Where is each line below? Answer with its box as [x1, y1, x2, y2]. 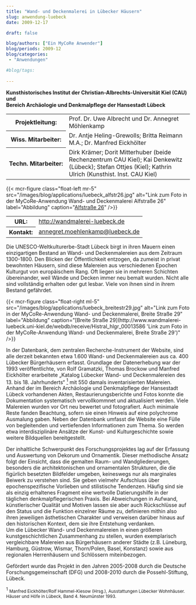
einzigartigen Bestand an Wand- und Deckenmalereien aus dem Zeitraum [6, 249, 183, 256]
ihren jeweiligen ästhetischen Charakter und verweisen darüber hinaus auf [6, 514, 185, 521]
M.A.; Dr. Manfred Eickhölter [69, 139, 146, 147]
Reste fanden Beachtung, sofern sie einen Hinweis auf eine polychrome [6, 410, 178, 417]
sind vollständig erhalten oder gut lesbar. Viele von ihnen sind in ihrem [6, 280, 175, 287]
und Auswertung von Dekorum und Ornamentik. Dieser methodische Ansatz [6, 452, 188, 459]
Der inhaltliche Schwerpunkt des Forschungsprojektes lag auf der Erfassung [6, 445, 190, 453]
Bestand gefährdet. [6, 286, 52, 293]
